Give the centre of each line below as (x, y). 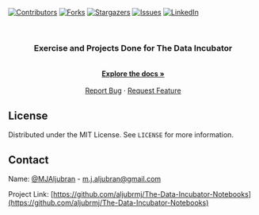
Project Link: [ (31, 194)
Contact (29, 160)
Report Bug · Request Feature (133, 90)
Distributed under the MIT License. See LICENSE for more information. (121, 135)
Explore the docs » (133, 74)
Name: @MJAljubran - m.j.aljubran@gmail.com (85, 179)
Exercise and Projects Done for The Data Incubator (133, 48)
